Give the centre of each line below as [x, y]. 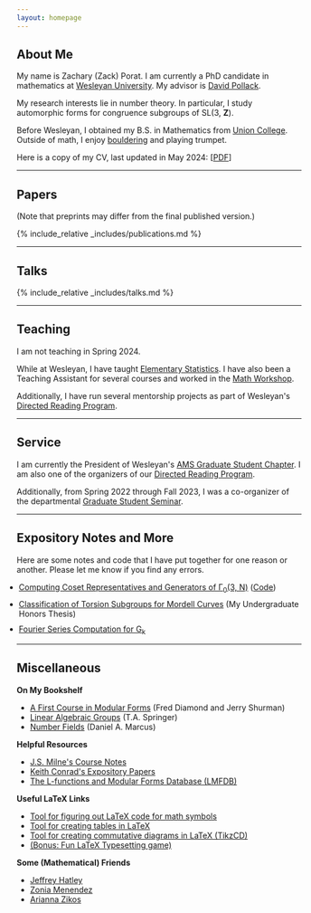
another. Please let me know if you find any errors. [110, 569]
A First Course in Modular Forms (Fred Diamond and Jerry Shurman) [157, 708]
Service [39, 443]
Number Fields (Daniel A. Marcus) [93, 727]
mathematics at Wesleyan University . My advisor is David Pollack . [139, 86]
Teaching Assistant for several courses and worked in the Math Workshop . [155, 378]
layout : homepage [49, 18]
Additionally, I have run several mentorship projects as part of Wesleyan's [153, 395]
